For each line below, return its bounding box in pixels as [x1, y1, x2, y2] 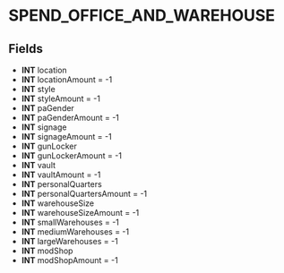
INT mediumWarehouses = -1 [21, 226, 130, 237]
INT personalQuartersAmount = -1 [21, 189, 148, 199]
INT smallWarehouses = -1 [21, 217, 120, 227]
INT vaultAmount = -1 [21, 169, 101, 180]
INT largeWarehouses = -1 [21, 236, 118, 246]
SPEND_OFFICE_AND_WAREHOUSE [8, 5, 275, 26]
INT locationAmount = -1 [21, 74, 113, 85]
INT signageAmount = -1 [21, 132, 113, 141]
